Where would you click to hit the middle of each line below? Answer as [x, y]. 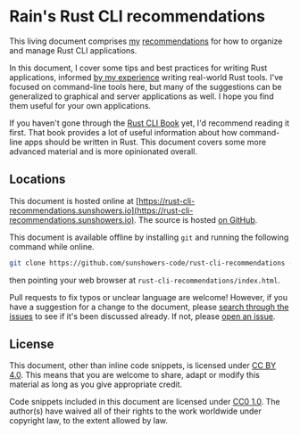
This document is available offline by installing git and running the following [149, 237]
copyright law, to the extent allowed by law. [88, 421]
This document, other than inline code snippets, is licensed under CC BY [143, 365]
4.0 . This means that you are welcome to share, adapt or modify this [135, 375]
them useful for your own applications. [80, 105]
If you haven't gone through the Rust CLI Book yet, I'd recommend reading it [150, 123]
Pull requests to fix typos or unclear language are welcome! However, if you [149, 297]
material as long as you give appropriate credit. [96, 384]
